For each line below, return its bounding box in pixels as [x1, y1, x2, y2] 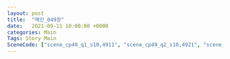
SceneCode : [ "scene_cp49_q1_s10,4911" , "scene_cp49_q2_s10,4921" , [7, 41, 201, 48]
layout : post [7, 9, 44, 17]
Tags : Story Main [7, 35, 57, 42]
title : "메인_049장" [7, 16, 65, 23]
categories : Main [7, 28, 57, 36]
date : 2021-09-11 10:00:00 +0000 [7, 22, 109, 29]
